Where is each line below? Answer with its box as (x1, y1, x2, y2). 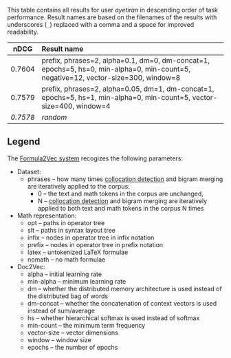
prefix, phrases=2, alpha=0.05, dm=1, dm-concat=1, (41, 84, 214, 94)
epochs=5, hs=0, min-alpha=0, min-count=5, (41, 65, 191, 74)
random (41, 113, 67, 122)
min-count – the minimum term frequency (27, 321, 146, 329)
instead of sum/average (27, 306, 95, 315)
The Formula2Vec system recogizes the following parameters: (7, 154, 184, 162)
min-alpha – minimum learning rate (27, 277, 126, 285)
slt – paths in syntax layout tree (27, 226, 115, 234)
